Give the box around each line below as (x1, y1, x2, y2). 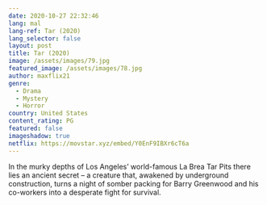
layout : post (8, 42, 52, 50)
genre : (8, 79, 31, 87)
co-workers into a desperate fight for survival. (8, 187, 161, 197)
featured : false (8, 124, 63, 132)
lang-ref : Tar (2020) (8, 27, 81, 35)
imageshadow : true (8, 132, 70, 140)
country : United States (8, 110, 89, 118)
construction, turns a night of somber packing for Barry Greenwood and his (8, 178, 259, 188)
